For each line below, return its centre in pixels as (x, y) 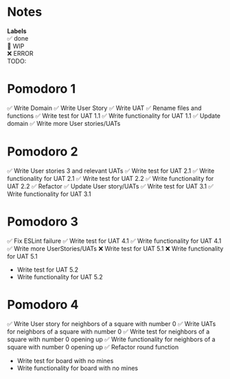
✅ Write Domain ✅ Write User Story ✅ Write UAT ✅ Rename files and (104, 108)
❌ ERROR (20, 53)
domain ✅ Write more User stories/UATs (64, 123)
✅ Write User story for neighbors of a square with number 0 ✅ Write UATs (112, 323)
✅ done (18, 38)
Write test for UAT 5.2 (48, 270)
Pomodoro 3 (43, 221)
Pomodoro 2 (43, 152)
